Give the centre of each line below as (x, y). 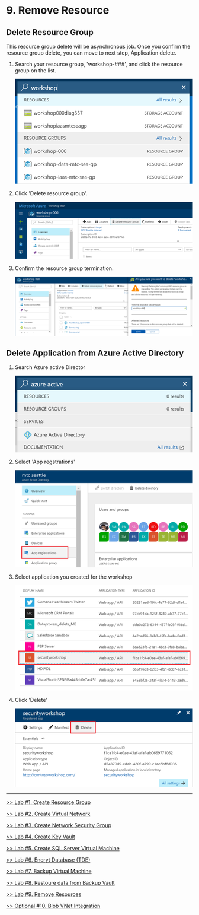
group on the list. (35, 71)
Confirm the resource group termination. (64, 268)
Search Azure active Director (50, 367)
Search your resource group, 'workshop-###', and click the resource (99, 64)
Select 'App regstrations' (45, 462)
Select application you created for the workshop (73, 577)
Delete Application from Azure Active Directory (95, 353)
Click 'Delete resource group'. (51, 193)
